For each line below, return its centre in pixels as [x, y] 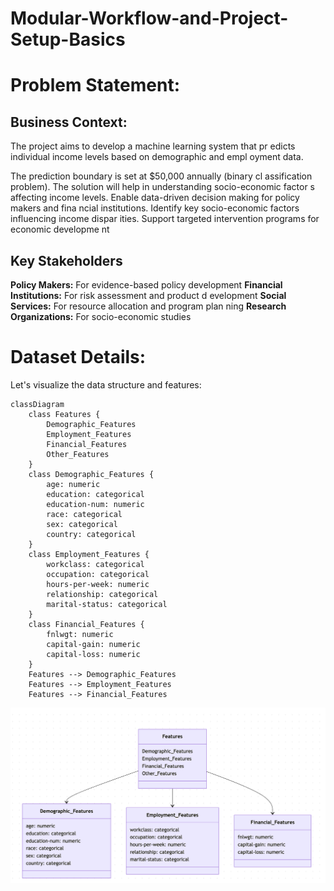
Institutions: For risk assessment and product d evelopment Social [148, 295]
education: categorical [95, 494]
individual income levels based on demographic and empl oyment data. [157, 157]
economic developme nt [60, 229]
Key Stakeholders [66, 260]
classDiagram [37, 404]
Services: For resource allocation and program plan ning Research [148, 306]
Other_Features [78, 454]
